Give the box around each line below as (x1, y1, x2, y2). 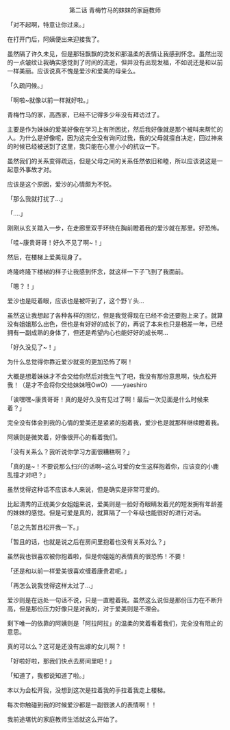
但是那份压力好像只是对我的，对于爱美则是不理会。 (18, 604, 163, 613)
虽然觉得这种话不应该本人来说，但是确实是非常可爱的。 (7, 486, 163, 493)
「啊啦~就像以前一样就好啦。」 (7, 96, 92, 104)
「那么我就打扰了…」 (7, 195, 67, 202)
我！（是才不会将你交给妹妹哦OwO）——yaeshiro (7, 381, 148, 389)
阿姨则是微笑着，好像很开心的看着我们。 (7, 433, 121, 441)
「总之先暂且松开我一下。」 (7, 523, 82, 531)
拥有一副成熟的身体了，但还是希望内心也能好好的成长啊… (7, 329, 169, 336)
